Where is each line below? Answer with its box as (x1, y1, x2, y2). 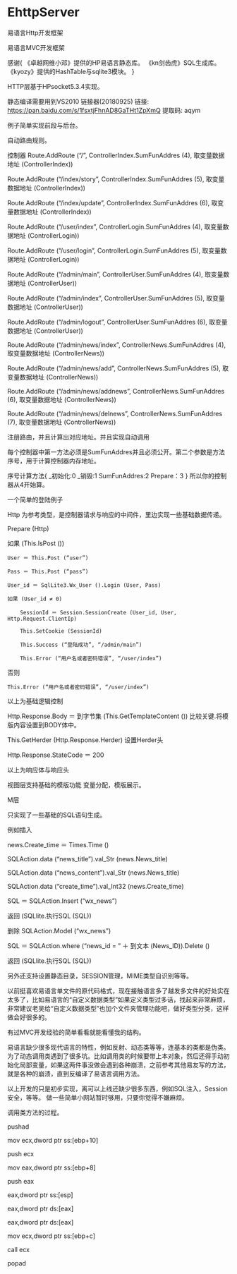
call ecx (7, 1245, 30, 1254)
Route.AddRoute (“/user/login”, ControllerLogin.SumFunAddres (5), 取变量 (7, 246, 221, 255)
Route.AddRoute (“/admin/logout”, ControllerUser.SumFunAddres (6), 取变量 (7, 317, 228, 326)
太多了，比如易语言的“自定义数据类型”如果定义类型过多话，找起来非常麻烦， (7, 995, 229, 1004)
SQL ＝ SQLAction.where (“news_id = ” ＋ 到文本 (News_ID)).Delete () (7, 941, 210, 950)
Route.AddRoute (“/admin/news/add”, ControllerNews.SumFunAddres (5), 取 (7, 364, 229, 372)
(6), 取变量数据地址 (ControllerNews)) (7, 395, 116, 404)
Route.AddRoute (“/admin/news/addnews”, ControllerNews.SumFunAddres (7, 387, 225, 395)
